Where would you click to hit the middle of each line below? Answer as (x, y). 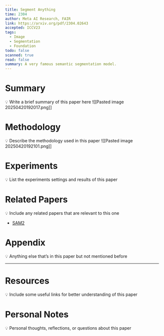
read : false (17, 60)
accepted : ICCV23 (23, 28)
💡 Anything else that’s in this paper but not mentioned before (66, 256)
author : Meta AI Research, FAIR (38, 19)
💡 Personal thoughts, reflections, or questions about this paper (68, 328)
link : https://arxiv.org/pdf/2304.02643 (47, 23)
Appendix (25, 243)
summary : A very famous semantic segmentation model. (61, 64)
